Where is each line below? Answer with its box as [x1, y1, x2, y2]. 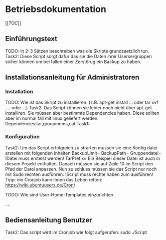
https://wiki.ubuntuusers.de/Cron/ [5, 182, 76, 188]
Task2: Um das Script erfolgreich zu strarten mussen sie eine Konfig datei [5, 144, 158, 151]
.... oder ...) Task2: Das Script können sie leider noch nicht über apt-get [5, 105, 152, 111]
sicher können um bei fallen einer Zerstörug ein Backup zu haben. [5, 59, 141, 65]
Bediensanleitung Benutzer [5, 216, 92, 224]
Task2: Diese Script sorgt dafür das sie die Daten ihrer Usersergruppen [5, 53, 152, 59]
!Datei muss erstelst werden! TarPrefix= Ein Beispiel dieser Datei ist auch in [5, 155, 160, 161]
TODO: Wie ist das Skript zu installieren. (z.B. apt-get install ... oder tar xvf [5, 99, 159, 106]
